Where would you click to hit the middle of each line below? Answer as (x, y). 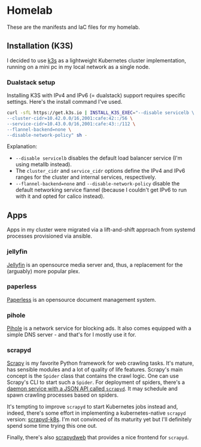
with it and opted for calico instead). (60, 196)
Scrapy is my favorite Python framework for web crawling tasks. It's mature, (100, 363)
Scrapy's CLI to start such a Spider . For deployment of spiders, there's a (96, 382)
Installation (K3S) (40, 46)
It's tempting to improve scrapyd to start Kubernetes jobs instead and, (92, 407)
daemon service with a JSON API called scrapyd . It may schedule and (92, 389)
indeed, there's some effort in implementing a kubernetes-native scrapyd (96, 413)
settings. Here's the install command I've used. (65, 102)
